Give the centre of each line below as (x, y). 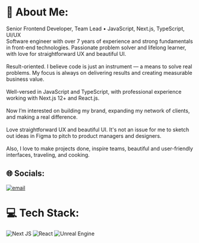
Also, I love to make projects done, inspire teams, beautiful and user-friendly (99, 149)
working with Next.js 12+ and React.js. (53, 98)
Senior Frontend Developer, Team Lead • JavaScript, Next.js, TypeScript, (96, 29)
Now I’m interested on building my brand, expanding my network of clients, (98, 111)
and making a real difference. (42, 117)
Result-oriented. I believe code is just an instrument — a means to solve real (99, 66)
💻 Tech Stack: (43, 213)
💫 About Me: (37, 12)
